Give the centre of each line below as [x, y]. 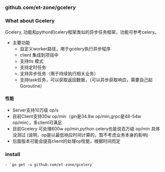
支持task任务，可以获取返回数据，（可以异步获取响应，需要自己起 [86, 80]
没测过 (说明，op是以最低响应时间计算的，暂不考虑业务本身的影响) [80, 135]
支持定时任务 [33, 67]
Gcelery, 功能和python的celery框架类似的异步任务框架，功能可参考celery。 [82, 32]
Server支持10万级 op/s [35, 110]
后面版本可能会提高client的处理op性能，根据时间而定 [66, 141]
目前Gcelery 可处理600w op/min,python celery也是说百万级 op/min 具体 [86, 129]
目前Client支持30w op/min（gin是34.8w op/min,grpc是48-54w [77, 116]
